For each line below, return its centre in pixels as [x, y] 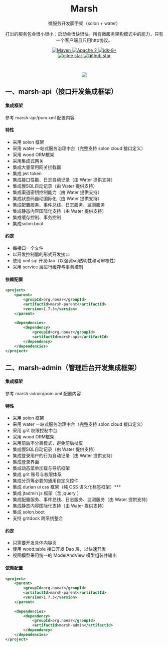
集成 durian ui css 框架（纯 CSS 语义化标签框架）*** [67, 487]
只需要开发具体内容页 [34, 543]
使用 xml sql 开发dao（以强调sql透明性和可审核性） [65, 260]
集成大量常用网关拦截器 [37, 167]
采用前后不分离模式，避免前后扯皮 [48, 443]
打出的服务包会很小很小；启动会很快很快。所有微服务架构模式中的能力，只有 [84, 34]
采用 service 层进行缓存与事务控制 [48, 267]
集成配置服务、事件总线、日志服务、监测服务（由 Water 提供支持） [81, 500]
